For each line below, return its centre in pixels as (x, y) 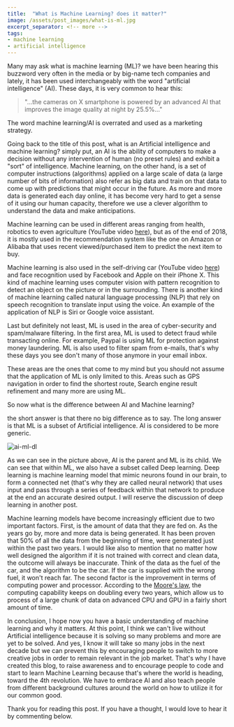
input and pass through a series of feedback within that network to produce (116, 490)
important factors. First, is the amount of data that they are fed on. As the (112, 526)
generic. (19, 433)
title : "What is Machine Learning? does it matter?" (87, 14)
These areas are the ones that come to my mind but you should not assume (116, 369)
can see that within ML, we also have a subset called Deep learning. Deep (114, 468)
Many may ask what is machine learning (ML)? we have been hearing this (113, 66)
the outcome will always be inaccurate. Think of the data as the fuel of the (114, 563)
